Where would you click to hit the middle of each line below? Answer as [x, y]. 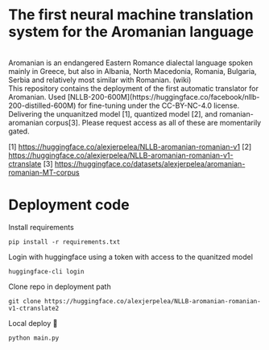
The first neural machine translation [131, 15]
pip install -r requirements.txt [64, 242]
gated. [19, 131]
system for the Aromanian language [131, 32]
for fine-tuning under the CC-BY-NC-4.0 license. [159, 105]
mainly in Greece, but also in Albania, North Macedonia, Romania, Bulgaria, [132, 71]
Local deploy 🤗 [33, 323]
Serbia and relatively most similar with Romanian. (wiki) [100, 80]
